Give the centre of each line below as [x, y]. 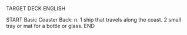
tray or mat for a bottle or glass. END [51, 26]
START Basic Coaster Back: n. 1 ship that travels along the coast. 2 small [93, 20]
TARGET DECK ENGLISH [36, 8]
